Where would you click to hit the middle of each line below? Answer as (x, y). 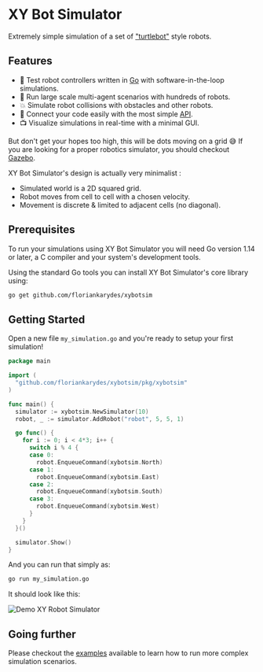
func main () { (31, 404)
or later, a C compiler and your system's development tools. (105, 257)
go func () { (35, 433)
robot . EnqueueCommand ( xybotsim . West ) (98, 506)
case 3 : (42, 499)
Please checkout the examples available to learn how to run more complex (128, 653)
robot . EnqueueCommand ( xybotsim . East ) (98, 477)
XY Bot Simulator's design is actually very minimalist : (95, 173)
